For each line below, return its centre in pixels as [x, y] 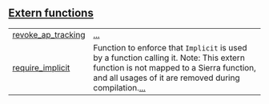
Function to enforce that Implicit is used [170, 47]
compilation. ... [120, 87]
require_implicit [41, 67]
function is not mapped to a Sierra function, [175, 67]
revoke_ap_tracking [49, 34]
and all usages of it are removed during [167, 78]
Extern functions [51, 13]
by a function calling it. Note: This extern [169, 58]
